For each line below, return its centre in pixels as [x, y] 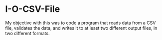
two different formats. [27, 33]
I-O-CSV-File [33, 9]
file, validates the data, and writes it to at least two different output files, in [81, 28]
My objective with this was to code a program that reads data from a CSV [81, 23]
